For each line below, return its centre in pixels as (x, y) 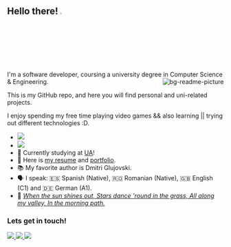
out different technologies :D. (48, 122)
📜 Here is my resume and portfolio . (66, 160)
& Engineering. (28, 81)
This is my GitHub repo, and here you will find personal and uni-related (107, 95)
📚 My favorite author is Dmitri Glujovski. (74, 167)
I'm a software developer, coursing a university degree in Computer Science (115, 74)
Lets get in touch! (37, 221)
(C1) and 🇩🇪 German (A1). (54, 188)
